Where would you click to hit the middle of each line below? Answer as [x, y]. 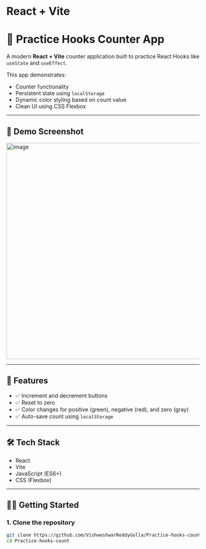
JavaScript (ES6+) [38, 473]
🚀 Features [27, 381]
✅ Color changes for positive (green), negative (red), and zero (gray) [102, 409]
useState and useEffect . [37, 63]
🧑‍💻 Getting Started [43, 505]
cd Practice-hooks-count [38, 541]
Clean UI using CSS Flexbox [51, 106]
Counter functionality [42, 87]
